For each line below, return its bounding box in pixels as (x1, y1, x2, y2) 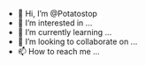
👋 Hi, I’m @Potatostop (17, 9, 97, 18)
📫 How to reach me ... (17, 47, 100, 56)
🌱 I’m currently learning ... (17, 27, 112, 37)
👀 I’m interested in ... (17, 18, 93, 28)
